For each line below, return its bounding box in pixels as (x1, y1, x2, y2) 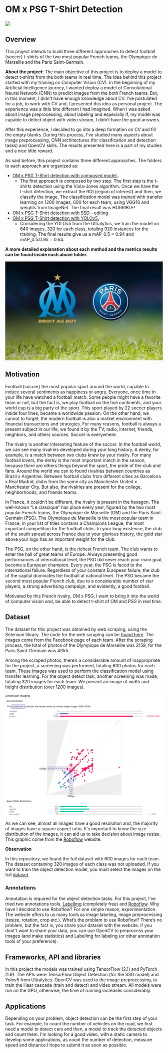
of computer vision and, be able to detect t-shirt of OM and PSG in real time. (5, 598, 162, 604)
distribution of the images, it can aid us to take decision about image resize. (5, 831, 161, 837)
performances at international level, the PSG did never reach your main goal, (5, 556, 163, 562)
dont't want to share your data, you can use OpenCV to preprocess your (5, 928, 154, 934)
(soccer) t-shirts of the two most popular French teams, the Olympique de (5, 54, 157, 60)
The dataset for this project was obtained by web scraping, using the (5, 626, 147, 632)
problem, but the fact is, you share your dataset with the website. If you (5, 922, 152, 929)
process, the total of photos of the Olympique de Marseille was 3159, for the (5, 642, 162, 648)
